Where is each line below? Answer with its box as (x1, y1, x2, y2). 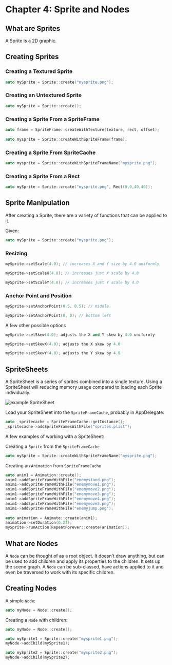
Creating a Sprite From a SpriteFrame (5, 116, 100, 123)
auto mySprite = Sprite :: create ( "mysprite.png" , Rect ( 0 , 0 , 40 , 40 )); (5, 184, 153, 189)
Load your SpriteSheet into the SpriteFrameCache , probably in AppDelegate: (5, 409, 164, 415)
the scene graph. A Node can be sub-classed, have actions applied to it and (5, 564, 164, 570)
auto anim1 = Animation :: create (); (5, 472, 82, 478)
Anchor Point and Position (5, 292, 72, 299)
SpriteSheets (5, 365, 48, 373)
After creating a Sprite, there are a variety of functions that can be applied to (5, 212, 167, 218)
